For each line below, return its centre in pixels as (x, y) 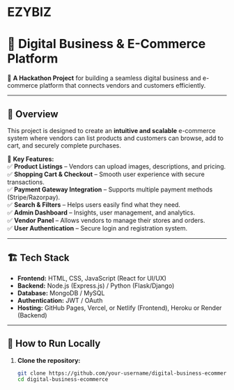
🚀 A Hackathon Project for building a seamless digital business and (104, 78)
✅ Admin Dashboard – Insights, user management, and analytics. (101, 212)
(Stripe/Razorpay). (34, 197)
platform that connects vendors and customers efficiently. (123, 86)
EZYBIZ (30, 12)
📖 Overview (33, 114)
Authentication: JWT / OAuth (60, 300)
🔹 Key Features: (31, 159)
